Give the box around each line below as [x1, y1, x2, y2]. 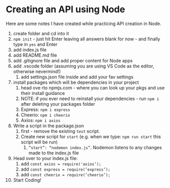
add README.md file [13, 52, 57, 58]
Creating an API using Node [6, 4, 126, 15]
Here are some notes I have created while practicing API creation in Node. [6, 20, 161, 27]
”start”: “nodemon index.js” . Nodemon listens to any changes [28, 144, 162, 150]
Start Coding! [13, 177, 41, 183]
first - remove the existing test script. [20, 128, 100, 134]
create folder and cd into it [13, 30, 69, 36]
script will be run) [20, 139, 58, 145]
